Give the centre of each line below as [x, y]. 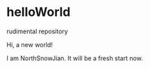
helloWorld [39, 12]
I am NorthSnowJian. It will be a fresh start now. [75, 58]
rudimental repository [37, 31]
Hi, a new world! [30, 44]
